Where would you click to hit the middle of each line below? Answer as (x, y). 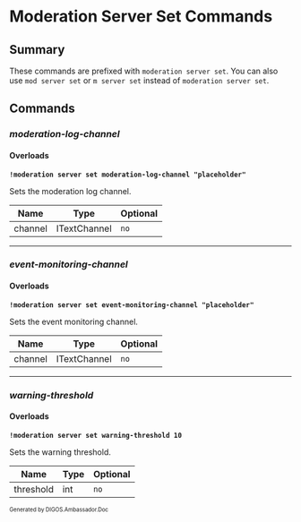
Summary (37, 50)
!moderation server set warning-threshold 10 (95, 435)
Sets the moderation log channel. (70, 191)
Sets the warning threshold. (60, 452)
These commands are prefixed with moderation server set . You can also (144, 71)
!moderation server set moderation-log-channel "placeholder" (128, 175)
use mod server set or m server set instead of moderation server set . (139, 81)
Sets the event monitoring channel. (74, 321)
